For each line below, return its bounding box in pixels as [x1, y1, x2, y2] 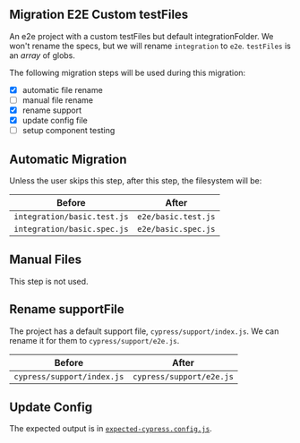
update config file [21, 115, 88, 125]
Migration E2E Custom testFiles [9, 7, 189, 22]
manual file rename [21, 94, 94, 106]
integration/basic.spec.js [13, 224, 129, 234]
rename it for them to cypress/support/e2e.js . [9, 335, 180, 345]
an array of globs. [9, 49, 76, 61]
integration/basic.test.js [13, 211, 129, 222]
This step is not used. [9, 276, 89, 286]
